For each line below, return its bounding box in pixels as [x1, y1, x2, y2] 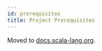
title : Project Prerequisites [7, 17, 96, 24]
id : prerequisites [7, 10, 61, 17]
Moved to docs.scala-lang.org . [7, 36, 96, 44]
